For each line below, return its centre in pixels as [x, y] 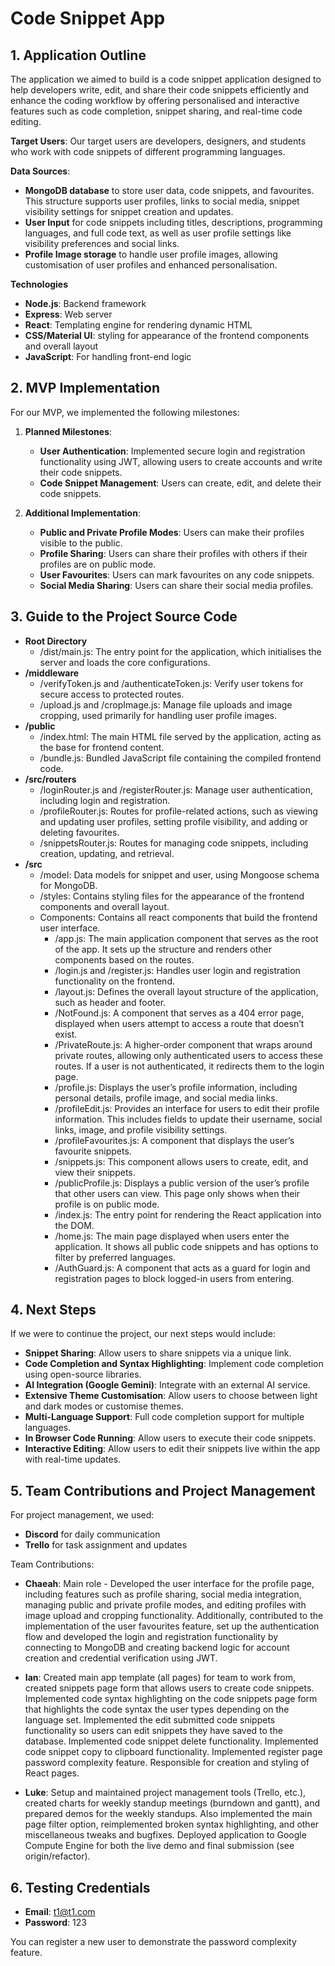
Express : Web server [68, 314]
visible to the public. [81, 543]
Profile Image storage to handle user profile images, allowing [151, 254]
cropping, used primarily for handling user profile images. [158, 715]
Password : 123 [55, 1923]
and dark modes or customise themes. [104, 1406]
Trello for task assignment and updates [106, 1545]
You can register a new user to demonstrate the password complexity [153, 1942]
